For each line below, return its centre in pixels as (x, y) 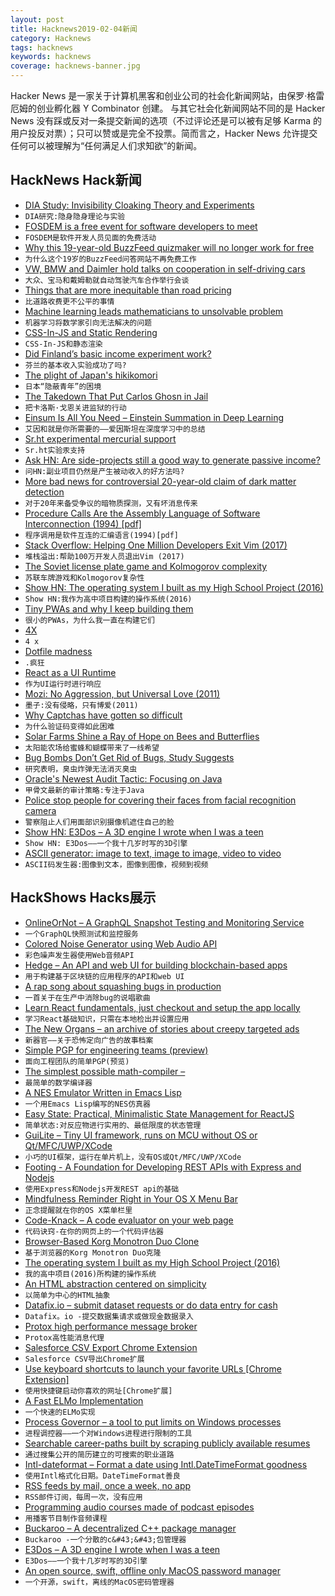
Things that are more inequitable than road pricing (128, 290)
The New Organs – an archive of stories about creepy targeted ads (162, 1028)
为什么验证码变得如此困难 (69, 726)
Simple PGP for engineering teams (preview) (116, 1050)
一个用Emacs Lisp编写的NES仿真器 (87, 1104)
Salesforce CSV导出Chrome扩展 (84, 1359)
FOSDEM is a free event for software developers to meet (141, 226)
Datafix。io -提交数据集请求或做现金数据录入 (109, 1316)
